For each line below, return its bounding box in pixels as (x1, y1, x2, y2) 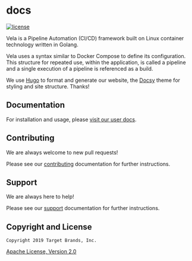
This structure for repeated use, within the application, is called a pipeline (6, 59, 186, 66)
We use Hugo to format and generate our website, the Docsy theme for (6, 77, 180, 84)
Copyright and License (6, 222, 92, 232)
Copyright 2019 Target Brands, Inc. (6, 238, 97, 244)
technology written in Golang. (6, 41, 78, 48)
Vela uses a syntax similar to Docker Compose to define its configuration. (6, 52, 186, 59)
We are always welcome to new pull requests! (6, 149, 118, 156)
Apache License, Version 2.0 (6, 248, 77, 255)
